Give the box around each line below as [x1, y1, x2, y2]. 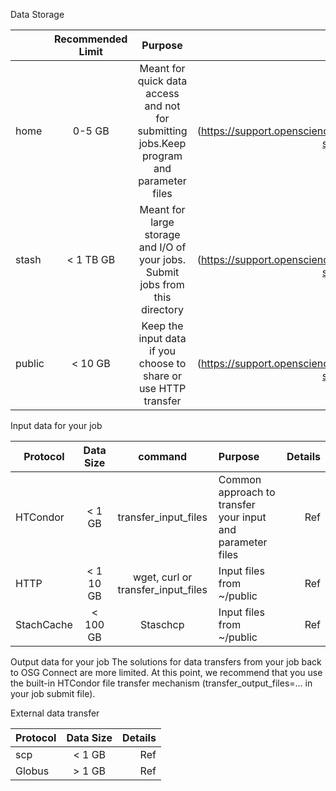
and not [144, 99, 181, 113]
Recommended [53, 32, 128, 46]
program [142, 149, 183, 163]
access [145, 87, 180, 100]
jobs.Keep [138, 137, 187, 150]
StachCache [15, 618, 73, 631]
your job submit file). [10, 688, 96, 699]
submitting [137, 124, 188, 138]
